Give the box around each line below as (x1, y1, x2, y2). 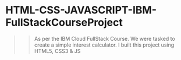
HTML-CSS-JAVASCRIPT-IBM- (5, 3, 157, 17)
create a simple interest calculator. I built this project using (34, 41, 175, 48)
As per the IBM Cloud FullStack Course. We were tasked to (34, 35, 175, 42)
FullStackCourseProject (5, 16, 123, 29)
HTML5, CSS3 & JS (34, 47, 81, 54)
